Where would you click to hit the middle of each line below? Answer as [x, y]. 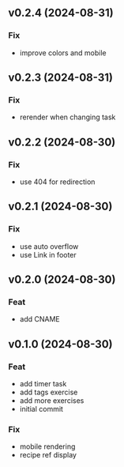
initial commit [41, 409]
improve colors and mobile [63, 53]
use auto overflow [49, 246]
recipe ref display [48, 455]
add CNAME [40, 319]
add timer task [43, 384]
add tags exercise [49, 392]
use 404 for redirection [57, 182]
